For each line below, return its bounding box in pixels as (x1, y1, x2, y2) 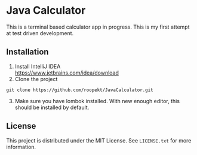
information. (6, 143, 36, 150)
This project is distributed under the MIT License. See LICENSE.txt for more (6, 137, 192, 144)
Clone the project (14, 75, 58, 82)
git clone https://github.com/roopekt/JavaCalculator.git (6, 87, 153, 93)
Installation (6, 47, 49, 57)
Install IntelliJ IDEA (14, 63, 61, 70)
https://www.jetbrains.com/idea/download (14, 69, 119, 76)
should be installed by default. (14, 104, 90, 111)
